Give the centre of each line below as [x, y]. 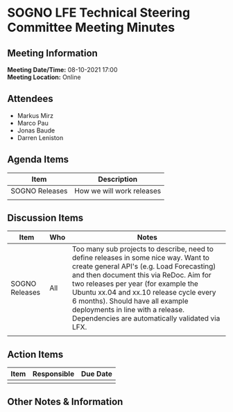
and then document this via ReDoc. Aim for [141, 275]
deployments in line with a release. [128, 310]
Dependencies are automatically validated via [146, 318]
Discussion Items [45, 218]
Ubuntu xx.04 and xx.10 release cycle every [144, 293]
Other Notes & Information [65, 401]
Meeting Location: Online [44, 77]
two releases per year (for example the [135, 284]
